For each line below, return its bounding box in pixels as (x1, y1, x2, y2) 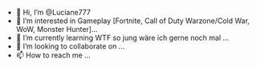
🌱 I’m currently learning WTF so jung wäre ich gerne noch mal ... (15, 33, 230, 42)
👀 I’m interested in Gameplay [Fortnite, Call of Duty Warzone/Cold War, (15, 16, 251, 26)
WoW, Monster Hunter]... (15, 25, 98, 33)
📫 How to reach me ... (15, 50, 91, 60)
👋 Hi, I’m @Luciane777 (15, 8, 91, 17)
